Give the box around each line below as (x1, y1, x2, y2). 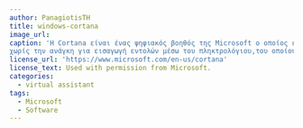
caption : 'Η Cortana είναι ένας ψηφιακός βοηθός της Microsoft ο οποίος (9, 38, 289, 48)
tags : (9, 88, 30, 97)
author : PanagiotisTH (9, 13, 91, 23)
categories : (9, 72, 54, 81)
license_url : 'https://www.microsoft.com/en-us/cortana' (9, 55, 228, 64)
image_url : (9, 30, 50, 39)
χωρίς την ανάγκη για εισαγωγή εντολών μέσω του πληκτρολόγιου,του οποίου (9, 47, 297, 56)
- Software (17, 105, 59, 114)
